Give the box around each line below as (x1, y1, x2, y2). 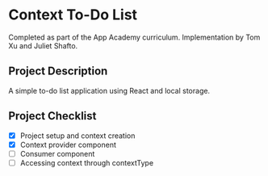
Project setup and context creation (19, 131, 136, 140)
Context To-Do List (8, 6, 138, 24)
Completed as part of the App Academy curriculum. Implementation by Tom (8, 32, 261, 42)
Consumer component (19, 149, 95, 158)
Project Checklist (8, 109, 97, 123)
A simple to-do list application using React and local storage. (8, 86, 211, 95)
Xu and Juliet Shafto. (8, 40, 78, 50)
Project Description (8, 65, 108, 78)
